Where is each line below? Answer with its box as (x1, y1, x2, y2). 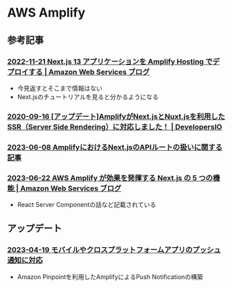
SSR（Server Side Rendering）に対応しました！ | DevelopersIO (7, 122, 223, 132)
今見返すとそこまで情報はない (17, 84, 102, 92)
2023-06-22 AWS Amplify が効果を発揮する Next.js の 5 (7, 173, 197, 183)
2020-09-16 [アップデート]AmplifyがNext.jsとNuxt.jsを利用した (7, 111, 225, 121)
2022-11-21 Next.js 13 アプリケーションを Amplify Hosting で (7, 57, 213, 66)
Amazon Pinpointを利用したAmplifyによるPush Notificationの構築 (17, 272, 204, 281)
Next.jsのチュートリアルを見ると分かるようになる (17, 92, 159, 101)
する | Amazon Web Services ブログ (28, 67, 150, 77)
